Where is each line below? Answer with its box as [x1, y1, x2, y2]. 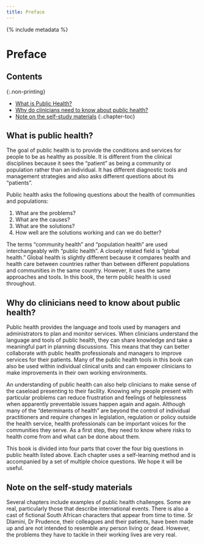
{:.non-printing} [6, 88, 46, 95]
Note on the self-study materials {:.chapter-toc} [15, 113, 136, 120]
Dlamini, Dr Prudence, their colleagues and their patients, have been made [6, 518, 194, 526]
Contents [6, 72, 43, 82]
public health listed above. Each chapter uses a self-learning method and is [6, 451, 196, 459]
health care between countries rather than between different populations [6, 260, 190, 268]
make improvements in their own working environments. [6, 369, 148, 377]
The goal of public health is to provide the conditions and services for [6, 146, 181, 154]
